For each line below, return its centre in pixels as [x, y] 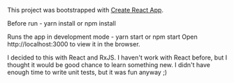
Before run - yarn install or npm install [62, 23]
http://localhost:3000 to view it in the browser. [74, 44]
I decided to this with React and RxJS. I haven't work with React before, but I [117, 57]
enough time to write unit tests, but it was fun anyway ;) [87, 72]
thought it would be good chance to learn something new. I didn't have [109, 65]
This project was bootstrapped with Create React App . [86, 10]
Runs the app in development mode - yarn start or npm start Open [102, 37]
